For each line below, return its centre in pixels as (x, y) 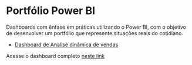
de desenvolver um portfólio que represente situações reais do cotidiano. (95, 33)
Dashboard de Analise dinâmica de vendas (66, 45)
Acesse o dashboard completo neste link (55, 56)
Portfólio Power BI (51, 11)
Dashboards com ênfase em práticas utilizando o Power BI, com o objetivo (96, 27)
